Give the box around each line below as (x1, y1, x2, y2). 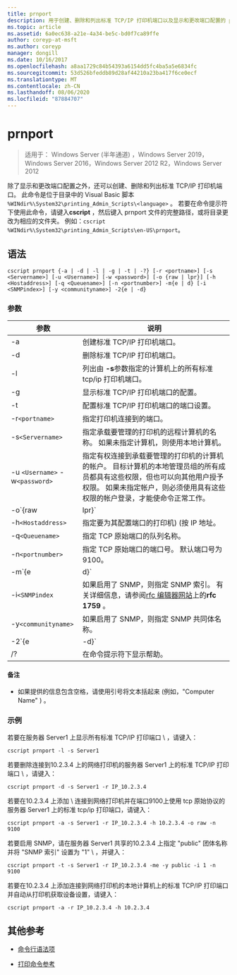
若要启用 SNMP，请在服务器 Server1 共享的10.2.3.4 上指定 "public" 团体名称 (7, 839, 228, 847)
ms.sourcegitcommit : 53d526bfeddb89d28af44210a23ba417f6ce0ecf (7, 69, 197, 76)
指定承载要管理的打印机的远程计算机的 (82, 428, 210, 437)
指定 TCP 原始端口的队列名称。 (82, 531, 186, 541)
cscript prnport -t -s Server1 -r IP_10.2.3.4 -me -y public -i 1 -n (7, 861, 217, 868)
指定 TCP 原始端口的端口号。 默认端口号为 (82, 545, 222, 555)
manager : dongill (7, 50, 59, 57)
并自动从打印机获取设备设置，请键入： (7, 890, 119, 898)
